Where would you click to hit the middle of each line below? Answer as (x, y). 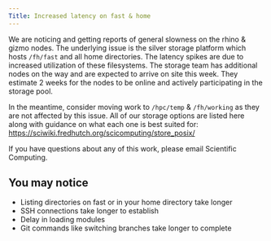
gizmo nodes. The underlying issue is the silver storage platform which (127, 48)
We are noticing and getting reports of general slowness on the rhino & (127, 39)
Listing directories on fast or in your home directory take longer (126, 202)
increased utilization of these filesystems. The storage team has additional (133, 65)
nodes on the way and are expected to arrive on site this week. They (123, 73)
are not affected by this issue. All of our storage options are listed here (127, 116)
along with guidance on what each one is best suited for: (104, 124)
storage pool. (31, 91)
